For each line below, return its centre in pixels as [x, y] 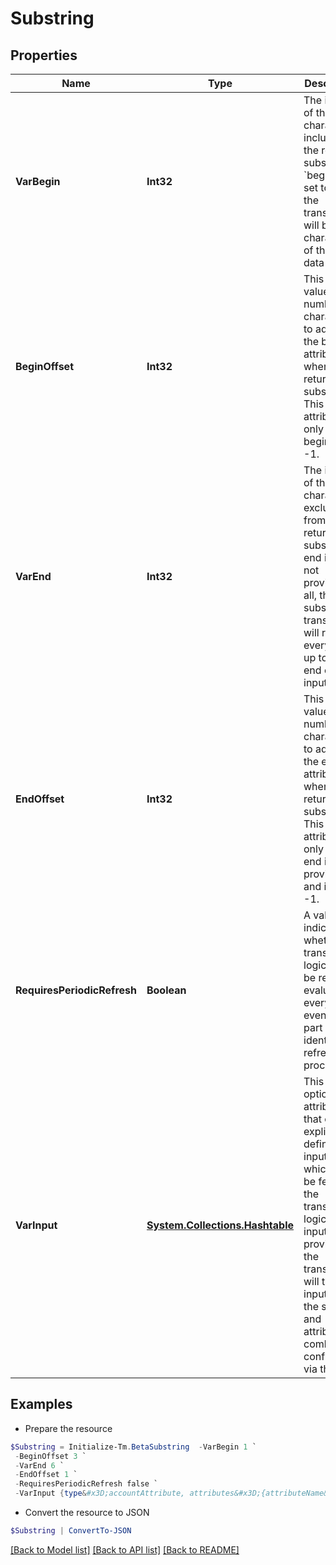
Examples [41, 1404]
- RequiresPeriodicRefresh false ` [86, 1484]
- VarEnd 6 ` [39, 1465]
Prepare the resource [68, 1428]
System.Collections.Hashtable [220, 1225]
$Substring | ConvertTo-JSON [71, 1531]
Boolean [166, 990]
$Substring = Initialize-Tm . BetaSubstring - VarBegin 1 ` [133, 1447]
